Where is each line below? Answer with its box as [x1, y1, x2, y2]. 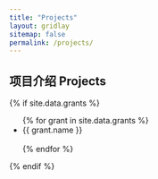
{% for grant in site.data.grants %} [21, 115, 149, 126]
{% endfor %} [21, 144, 74, 155]
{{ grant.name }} [21, 124, 83, 135]
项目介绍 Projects [9, 73, 107, 89]
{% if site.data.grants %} [9, 98, 101, 108]
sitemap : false [9, 30, 66, 38]
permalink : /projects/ [9, 38, 94, 47]
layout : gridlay [9, 21, 70, 30]
